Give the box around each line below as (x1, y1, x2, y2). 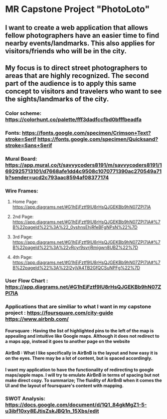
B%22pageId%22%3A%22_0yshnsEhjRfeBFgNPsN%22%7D (12, 224, 138, 230)
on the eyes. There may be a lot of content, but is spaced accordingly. (5, 355, 153, 361)
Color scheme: (5, 110, 41, 117)
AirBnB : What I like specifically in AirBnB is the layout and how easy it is (5, 350, 158, 356)
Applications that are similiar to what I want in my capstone (5, 303, 151, 310)
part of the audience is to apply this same (5, 79, 137, 88)
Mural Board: (5, 155, 37, 162)
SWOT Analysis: (5, 395, 46, 402)
